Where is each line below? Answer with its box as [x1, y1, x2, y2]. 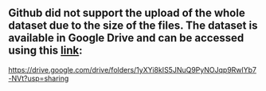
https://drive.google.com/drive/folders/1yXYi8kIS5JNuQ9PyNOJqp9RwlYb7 [8, 65, 257, 74]
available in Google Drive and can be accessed [8, 31, 244, 45]
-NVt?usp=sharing [8, 73, 69, 83]
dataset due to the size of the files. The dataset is [8, 19, 258, 33]
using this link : [8, 44, 83, 57]
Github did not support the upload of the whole [8, 6, 245, 20]
